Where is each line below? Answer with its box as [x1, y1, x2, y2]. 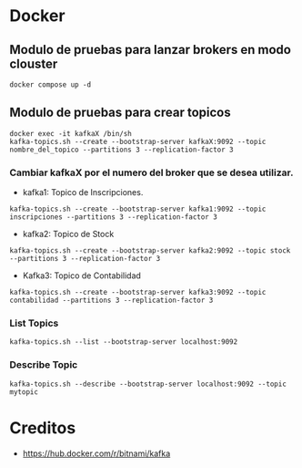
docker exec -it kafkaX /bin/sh [9, 129, 132, 138]
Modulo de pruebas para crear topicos [9, 105, 231, 120]
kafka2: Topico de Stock [22, 229, 115, 240]
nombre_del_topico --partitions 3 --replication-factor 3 [9, 145, 234, 154]
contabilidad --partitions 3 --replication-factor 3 [9, 296, 214, 306]
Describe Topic [9, 359, 78, 371]
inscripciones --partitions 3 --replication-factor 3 [9, 213, 218, 222]
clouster [9, 56, 58, 71]
